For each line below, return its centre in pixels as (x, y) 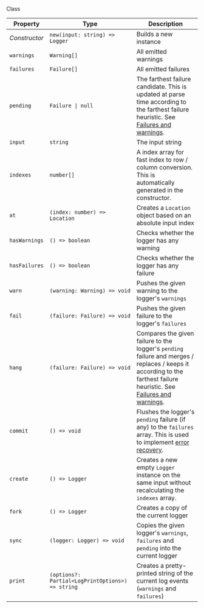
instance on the (158, 475)
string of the (175, 573)
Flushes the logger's (165, 412)
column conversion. (165, 167)
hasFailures (27, 265)
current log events (162, 581)
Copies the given (161, 525)
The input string (159, 142)
